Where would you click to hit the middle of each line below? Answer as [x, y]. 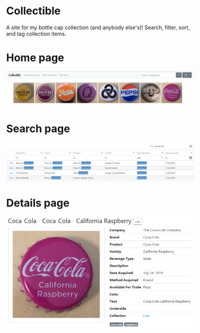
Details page [38, 203]
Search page [38, 129]
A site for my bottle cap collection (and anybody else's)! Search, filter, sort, [98, 27]
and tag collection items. [36, 33]
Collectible [33, 11]
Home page [35, 58]
